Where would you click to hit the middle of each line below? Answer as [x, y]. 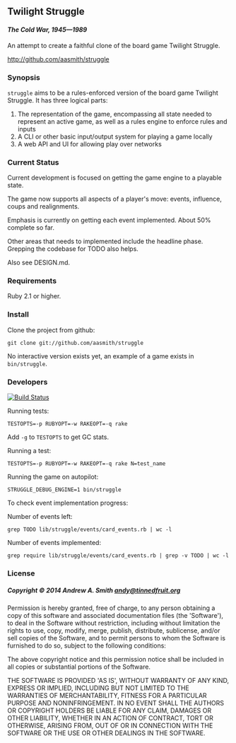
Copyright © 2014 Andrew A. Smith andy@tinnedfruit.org [94, 590]
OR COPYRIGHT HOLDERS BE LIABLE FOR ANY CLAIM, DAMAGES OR [110, 710]
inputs [27, 129]
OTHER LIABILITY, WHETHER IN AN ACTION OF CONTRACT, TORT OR [110, 718]
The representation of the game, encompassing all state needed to [114, 114]
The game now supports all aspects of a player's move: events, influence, [115, 199]
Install [18, 315]
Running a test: [29, 451]
